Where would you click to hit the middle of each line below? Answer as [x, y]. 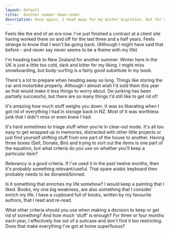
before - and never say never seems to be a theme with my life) [71, 50]
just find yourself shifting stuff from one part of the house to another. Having [85, 138]
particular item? [22, 154]
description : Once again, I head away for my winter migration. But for [83, 19]
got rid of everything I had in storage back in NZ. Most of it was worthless [82, 111]
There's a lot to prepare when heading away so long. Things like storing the [84, 80]
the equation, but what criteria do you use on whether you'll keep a [75, 148]
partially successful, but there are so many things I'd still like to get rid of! [82, 96]
